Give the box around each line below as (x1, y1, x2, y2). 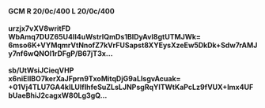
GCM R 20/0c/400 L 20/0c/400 (8, 6, 115, 16)
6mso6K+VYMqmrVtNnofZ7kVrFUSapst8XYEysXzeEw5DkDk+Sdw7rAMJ (8, 40, 258, 50)
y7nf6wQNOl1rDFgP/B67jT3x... (8, 49, 113, 58)
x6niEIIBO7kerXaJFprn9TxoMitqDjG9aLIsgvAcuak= (8, 74, 181, 84)
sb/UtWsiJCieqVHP (8, 65, 74, 75)
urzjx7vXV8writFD (8, 24, 71, 33)
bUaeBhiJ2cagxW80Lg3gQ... (8, 91, 108, 100)
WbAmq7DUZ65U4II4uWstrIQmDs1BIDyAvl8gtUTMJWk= (8, 32, 202, 42)
